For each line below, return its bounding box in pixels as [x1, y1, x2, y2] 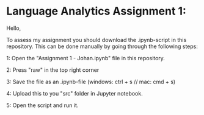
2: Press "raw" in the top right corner [6, 66, 100, 74]
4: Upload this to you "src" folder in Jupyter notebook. [6, 89, 143, 97]
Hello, [6, 24, 21, 32]
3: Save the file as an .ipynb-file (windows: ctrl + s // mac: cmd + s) [6, 78, 176, 85]
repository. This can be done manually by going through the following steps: [6, 43, 199, 50]
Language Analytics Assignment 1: [6, 4, 186, 18]
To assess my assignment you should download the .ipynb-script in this [6, 36, 187, 43]
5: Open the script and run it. [6, 102, 79, 109]
